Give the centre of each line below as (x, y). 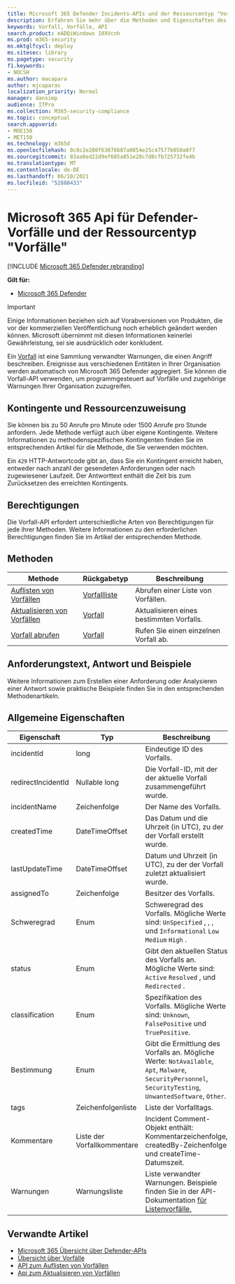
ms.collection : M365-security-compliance (69, 111)
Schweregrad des (175, 905)
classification (33, 1015)
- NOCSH (19, 72)
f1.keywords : (26, 66)
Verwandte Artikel (48, 1234)
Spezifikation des (174, 997)
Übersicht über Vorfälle (51, 1258)
